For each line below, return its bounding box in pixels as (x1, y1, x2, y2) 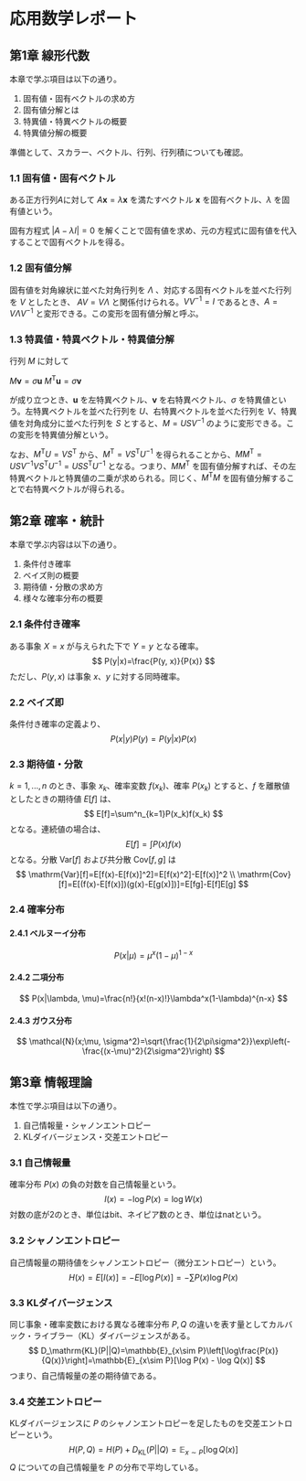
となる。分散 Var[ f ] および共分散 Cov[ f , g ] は (9, 853, 176, 864)
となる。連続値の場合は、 (9, 823, 106, 834)
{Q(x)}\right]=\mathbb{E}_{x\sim (40, 1355, 164, 1366)
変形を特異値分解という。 (16, 429, 114, 440)
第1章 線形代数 (9, 48, 90, 63)
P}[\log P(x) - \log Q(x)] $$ (164, 1355, 267, 1366)
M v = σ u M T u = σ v (9, 374, 82, 386)
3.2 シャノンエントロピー (9, 1234, 121, 1247)
